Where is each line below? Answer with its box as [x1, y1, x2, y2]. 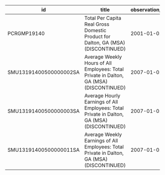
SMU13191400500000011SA [7, 146, 80, 153]
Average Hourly [84, 92, 120, 99]
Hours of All [84, 60, 112, 66]
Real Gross [84, 21, 110, 28]
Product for [84, 33, 110, 40]
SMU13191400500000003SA [7, 108, 80, 114]
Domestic [84, 27, 107, 34]
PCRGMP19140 [7, 30, 45, 36]
